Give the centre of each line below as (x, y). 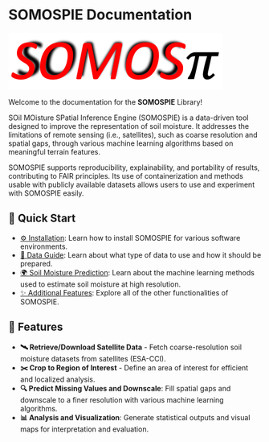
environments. (44, 246)
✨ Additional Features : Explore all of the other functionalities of (124, 292)
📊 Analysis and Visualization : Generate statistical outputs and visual (135, 417)
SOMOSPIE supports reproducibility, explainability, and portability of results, (134, 167)
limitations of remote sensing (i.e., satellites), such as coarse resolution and (133, 134)
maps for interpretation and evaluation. (84, 429)
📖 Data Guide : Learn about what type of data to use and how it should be (141, 254)
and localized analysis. (57, 379)
